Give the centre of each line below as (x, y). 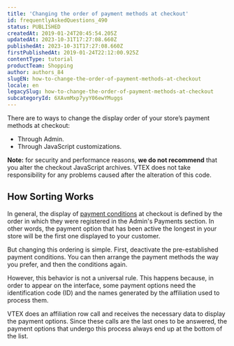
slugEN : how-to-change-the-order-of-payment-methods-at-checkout (104, 79)
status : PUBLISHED (34, 27)
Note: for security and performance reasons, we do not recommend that (112, 160)
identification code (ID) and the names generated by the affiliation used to (114, 293)
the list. (18, 336)
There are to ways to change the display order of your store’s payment (109, 118)
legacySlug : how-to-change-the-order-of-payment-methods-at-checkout (111, 92)
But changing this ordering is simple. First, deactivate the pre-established (113, 250)
